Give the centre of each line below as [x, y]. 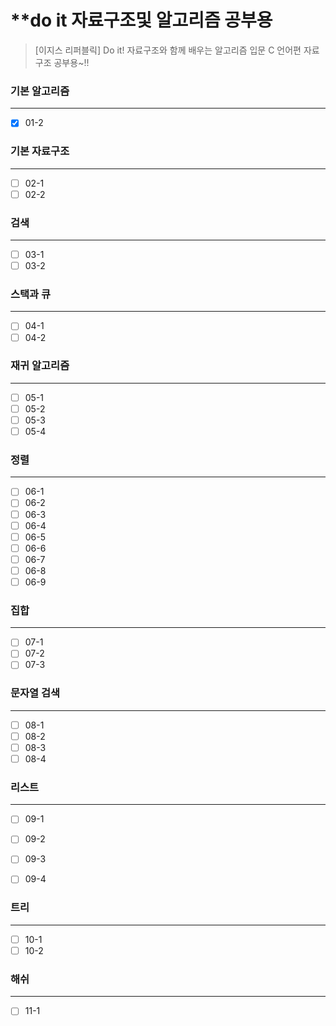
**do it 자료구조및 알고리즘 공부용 [141, 20]
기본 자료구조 [40, 151]
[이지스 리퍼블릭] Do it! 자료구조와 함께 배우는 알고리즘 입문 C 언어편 [168, 50]
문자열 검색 [35, 693]
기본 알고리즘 [40, 91]
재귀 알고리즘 [40, 366]
